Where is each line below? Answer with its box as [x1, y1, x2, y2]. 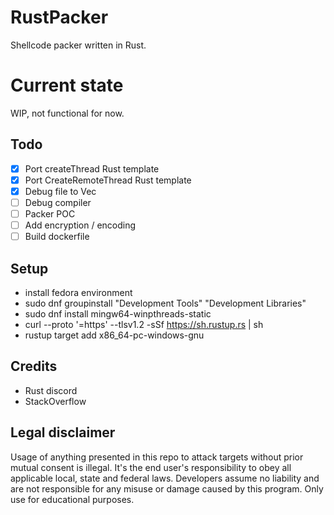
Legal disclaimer [10, 424, 116, 441]
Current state [10, 74, 124, 97]
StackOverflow [24, 395, 87, 407]
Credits [10, 358, 58, 375]
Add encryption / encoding [24, 219, 137, 231]
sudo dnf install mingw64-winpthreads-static [24, 307, 212, 320]
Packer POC [24, 207, 76, 220]
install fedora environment [24, 286, 133, 298]
